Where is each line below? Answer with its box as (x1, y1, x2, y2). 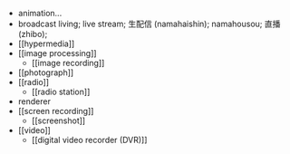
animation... (17, 8, 63, 18)
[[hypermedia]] (17, 38, 75, 49)
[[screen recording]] (17, 106, 94, 116)
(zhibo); (17, 29, 48, 39)
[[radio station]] (31, 86, 91, 97)
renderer (17, 96, 52, 107)
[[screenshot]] (31, 115, 86, 126)
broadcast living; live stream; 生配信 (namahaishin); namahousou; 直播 (17, 18, 281, 29)
